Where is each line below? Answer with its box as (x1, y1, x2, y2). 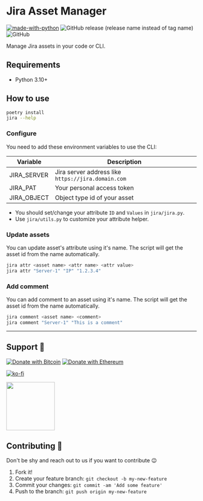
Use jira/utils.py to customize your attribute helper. (14, 215, 149, 222)
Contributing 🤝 (6, 441, 63, 451)
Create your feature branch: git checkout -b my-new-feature (14, 475, 167, 482)
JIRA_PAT (9, 183, 37, 192)
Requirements (6, 60, 60, 70)
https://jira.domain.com (54, 175, 127, 182)
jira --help (6, 115, 36, 121)
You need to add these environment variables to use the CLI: (6, 143, 157, 150)
